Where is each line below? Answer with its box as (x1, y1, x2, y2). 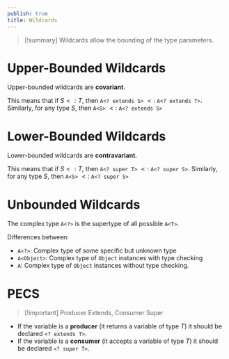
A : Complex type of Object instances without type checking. (17, 262, 189, 270)
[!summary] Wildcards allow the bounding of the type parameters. (24, 35, 214, 44)
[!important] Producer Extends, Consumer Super (24, 309, 164, 317)
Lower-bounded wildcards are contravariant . (7, 151, 138, 160)
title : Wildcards (7, 17, 58, 24)
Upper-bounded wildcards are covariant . (7, 83, 125, 91)
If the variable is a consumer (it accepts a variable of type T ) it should (17, 337, 219, 345)
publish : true (7, 10, 49, 17)
